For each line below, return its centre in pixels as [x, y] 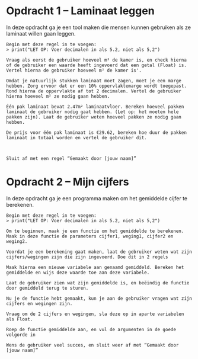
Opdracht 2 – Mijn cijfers [68, 182]
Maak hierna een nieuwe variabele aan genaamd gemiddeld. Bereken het [95, 267]
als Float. [20, 319]
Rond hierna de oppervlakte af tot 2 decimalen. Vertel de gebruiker [94, 91]
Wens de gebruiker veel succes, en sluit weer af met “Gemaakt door [92, 345]
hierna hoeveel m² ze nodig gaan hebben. [58, 96]
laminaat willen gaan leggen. [41, 33]
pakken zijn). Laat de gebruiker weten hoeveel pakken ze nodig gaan [94, 117]
